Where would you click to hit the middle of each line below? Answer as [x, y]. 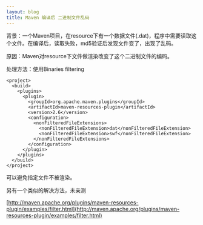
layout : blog [23, 12]
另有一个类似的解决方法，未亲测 [46, 190]
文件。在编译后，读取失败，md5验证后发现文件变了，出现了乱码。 [94, 43]
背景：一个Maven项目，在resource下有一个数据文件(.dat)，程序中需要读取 [99, 35]
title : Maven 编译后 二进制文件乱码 [48, 18]
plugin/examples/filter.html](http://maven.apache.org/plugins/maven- [93, 209]
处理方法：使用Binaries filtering [45, 69]
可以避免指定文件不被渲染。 [41, 177]
